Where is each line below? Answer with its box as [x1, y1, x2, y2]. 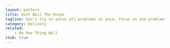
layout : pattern [5, 7, 40, 12]
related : [5, 26, 24, 31]
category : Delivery [5, 21, 47, 26]
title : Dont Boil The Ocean [5, 12, 65, 17]
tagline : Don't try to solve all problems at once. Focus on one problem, [5, 16, 167, 21]
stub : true [5, 35, 28, 40]
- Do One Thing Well [14, 30, 58, 35]
